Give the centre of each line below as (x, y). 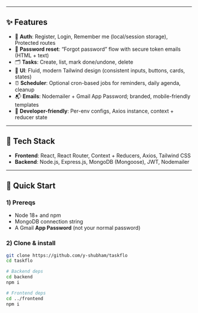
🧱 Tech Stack (31, 141)
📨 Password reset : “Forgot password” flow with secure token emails (98, 49)
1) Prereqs (21, 202)
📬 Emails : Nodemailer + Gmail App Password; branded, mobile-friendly (102, 96)
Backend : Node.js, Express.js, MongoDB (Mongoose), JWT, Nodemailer (102, 162)
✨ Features (27, 22)
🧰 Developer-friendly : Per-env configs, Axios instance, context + (94, 111)
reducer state (31, 117)
